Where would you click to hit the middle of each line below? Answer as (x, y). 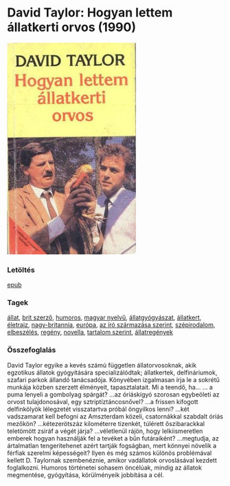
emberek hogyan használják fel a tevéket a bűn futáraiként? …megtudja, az (113, 438)
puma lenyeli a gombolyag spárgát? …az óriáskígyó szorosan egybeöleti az (113, 394)
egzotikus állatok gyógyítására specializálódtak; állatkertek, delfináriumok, (112, 372)
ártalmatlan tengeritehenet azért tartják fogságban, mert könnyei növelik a (112, 445)
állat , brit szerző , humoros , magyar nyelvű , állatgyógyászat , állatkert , (104, 317)
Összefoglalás (32, 350)
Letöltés (21, 270)
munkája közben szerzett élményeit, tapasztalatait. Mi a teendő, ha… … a (110, 387)
